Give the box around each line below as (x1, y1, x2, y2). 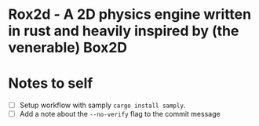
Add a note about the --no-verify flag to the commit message (19, 110, 221, 119)
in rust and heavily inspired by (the (8, 22, 239, 40)
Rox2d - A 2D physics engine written (8, 5, 252, 23)
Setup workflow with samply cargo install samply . (19, 100, 186, 110)
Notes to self (8, 74, 93, 92)
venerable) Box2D (8, 39, 128, 56)
